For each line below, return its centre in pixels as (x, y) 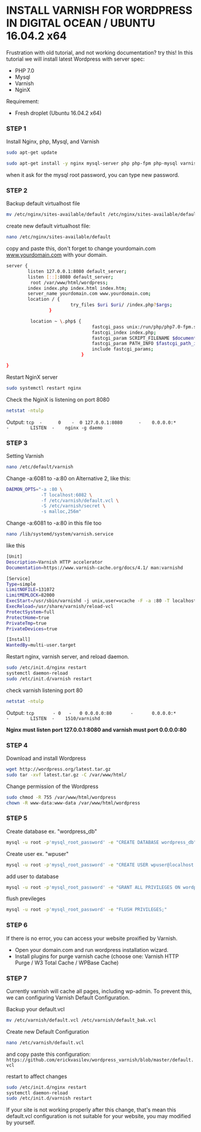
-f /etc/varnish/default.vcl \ (80, 501)
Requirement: (23, 101)
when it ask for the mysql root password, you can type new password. (93, 175)
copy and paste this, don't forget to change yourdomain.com (81, 248)
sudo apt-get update (32, 153)
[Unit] (14, 557)
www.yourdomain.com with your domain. (57, 255)
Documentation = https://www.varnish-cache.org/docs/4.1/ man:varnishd (95, 568)
